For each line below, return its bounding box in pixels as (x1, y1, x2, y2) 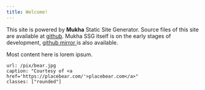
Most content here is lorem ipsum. (6, 50, 93, 58)
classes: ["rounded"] (6, 78, 62, 84)
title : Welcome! (6, 9, 48, 15)
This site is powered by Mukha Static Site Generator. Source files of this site (6, 26, 199, 33)
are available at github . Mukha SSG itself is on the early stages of (6, 32, 171, 40)
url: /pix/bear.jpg (6, 62, 56, 69)
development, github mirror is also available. (6, 39, 118, 46)
